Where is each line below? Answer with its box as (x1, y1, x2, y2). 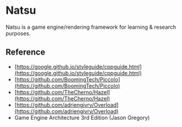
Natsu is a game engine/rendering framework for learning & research (5, 23, 177, 31)
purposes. (5, 29, 31, 37)
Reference (5, 47, 46, 58)
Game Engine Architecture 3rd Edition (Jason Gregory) (14, 114, 150, 121)
